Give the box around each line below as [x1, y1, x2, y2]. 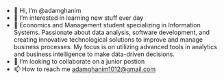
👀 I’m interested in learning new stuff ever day [13, 14, 144, 22]
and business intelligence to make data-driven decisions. [13, 50, 175, 58]
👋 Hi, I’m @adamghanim [13, 7, 82, 14]
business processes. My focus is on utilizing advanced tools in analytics [13, 43, 218, 51]
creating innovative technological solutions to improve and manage [13, 36, 203, 44]
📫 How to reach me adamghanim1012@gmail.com [13, 65, 156, 73]
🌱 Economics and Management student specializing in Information [13, 21, 201, 29]
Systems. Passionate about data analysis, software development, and [13, 28, 210, 36]
